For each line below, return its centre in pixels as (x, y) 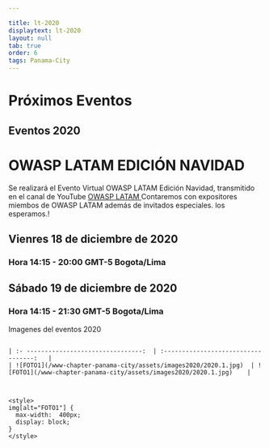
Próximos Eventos (70, 101)
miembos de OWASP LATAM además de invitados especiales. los (117, 205)
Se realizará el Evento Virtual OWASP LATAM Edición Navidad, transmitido (132, 188)
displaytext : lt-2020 (45, 30)
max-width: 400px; (48, 415)
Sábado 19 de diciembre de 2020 (93, 288)
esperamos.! (29, 213)
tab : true (25, 45)
